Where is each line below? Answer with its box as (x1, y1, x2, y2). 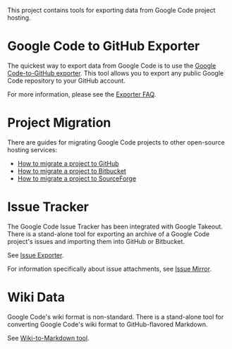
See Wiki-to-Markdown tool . (7, 333, 90, 342)
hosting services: (7, 145, 58, 154)
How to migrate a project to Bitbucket (17, 166, 127, 175)
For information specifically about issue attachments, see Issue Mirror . (7, 264, 212, 273)
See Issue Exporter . (7, 250, 64, 259)
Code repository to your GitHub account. (7, 76, 126, 85)
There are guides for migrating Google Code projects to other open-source (7, 137, 225, 147)
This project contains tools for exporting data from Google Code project (7, 6, 216, 14)
